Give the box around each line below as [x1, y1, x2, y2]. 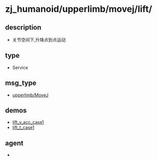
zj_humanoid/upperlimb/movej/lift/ [5, 3, 152, 15]
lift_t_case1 [12, 124, 35, 130]
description [5, 23, 41, 32]
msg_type [5, 79, 37, 87]
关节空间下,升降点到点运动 [12, 37, 66, 42]
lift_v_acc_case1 [12, 120, 44, 125]
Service [12, 64, 28, 70]
